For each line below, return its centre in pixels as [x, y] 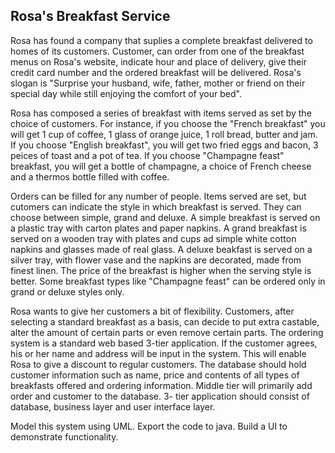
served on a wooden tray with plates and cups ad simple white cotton [153, 238]
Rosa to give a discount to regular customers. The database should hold [158, 364]
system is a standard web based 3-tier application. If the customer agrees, [164, 343]
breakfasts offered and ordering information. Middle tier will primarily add [161, 385]
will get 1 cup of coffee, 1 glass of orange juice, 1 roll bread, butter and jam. [164, 134]
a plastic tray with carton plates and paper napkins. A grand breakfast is [158, 228]
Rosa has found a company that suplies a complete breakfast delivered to [161, 40]
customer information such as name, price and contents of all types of [155, 375]
